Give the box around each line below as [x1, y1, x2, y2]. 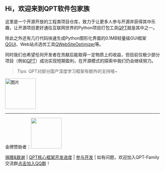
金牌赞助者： [5, 144, 31, 149]
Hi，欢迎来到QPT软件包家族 [5, 4, 90, 13]
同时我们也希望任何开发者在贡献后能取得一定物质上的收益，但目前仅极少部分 [5, 51, 160, 57]
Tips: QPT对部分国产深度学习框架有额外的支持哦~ [17, 68, 118, 74]
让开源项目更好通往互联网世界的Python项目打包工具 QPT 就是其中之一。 [13, 24, 158, 30]
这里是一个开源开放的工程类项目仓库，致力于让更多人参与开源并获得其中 [5, 19, 151, 24]
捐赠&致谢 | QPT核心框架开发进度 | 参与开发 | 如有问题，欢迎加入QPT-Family [5, 154, 160, 160]
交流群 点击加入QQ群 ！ [5, 160, 51, 166]
